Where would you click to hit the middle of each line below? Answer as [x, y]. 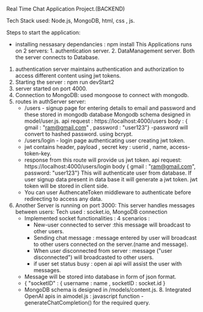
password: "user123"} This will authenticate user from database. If [108, 173]
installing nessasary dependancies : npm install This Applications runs [104, 44]
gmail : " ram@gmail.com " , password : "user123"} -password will [106, 127]
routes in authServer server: [50, 101]
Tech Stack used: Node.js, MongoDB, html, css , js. [71, 20]
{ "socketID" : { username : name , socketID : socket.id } [95, 283]
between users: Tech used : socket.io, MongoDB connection [91, 212]
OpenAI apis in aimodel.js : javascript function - [84, 296]
